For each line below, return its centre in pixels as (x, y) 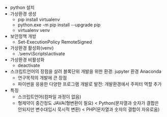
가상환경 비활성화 (27, 60)
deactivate (29, 65)
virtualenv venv (34, 30)
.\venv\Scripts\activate (41, 54)
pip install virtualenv (39, 19)
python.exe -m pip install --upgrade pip (59, 25)
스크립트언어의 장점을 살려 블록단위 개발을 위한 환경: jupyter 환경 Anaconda (86, 71)
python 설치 (22, 7)
